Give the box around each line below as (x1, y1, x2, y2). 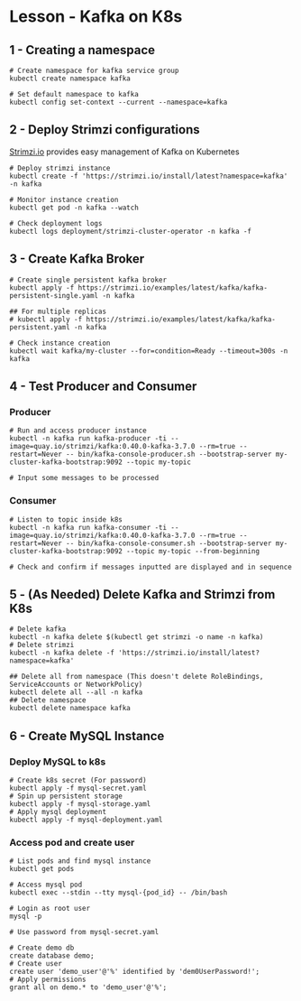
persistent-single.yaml (9, 291, 99, 300)
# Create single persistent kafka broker (9, 275, 168, 284)
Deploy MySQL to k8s (9, 755, 106, 768)
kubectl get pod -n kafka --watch (9, 203, 140, 212)
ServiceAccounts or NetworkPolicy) (9, 680, 143, 690)
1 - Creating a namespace (9, 42, 156, 58)
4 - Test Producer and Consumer (9, 379, 197, 394)
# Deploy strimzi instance (9, 163, 111, 172)
